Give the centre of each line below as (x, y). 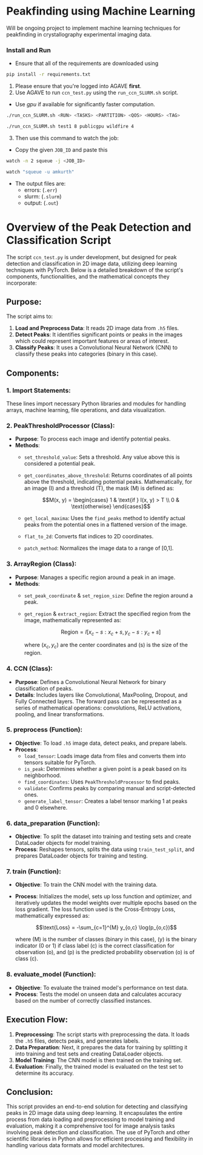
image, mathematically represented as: (72, 620)
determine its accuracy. (45, 1073)
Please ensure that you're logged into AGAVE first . (78, 86)
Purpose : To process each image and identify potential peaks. (93, 439)
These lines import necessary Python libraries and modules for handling (96, 404)
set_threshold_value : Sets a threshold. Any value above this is (102, 457)
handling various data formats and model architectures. (75, 1145)
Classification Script (59, 240)
